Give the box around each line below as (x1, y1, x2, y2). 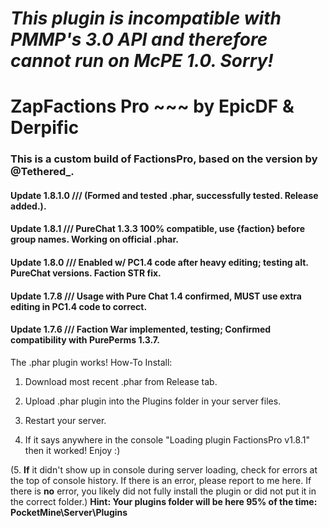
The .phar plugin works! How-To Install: (10, 356, 173, 368)
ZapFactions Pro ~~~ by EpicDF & (10, 95, 295, 118)
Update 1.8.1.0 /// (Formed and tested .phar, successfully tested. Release (10, 189, 319, 201)
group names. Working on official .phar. (10, 233, 179, 246)
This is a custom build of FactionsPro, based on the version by (10, 152, 318, 166)
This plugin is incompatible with (10, 7, 282, 30)
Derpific (10, 117, 80, 139)
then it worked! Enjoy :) (24, 444, 121, 456)
